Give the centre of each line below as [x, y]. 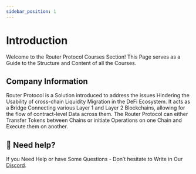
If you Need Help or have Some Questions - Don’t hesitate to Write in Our [94, 159]
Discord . [16, 165]
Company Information [47, 81]
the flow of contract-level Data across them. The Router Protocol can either [97, 114]
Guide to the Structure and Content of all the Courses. [71, 63]
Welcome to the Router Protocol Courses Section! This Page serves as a [93, 57]
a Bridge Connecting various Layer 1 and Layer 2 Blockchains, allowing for [96, 108]
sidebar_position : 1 [31, 11]
